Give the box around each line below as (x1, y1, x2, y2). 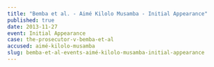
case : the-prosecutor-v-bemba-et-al (7, 36, 114, 43)
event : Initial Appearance (7, 29, 86, 37)
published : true (7, 17, 55, 24)
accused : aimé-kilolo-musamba (7, 43, 96, 50)
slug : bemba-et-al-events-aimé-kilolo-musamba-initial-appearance (7, 50, 205, 57)
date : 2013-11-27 (7, 23, 58, 30)
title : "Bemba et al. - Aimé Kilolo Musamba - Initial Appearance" (7, 10, 208, 17)
